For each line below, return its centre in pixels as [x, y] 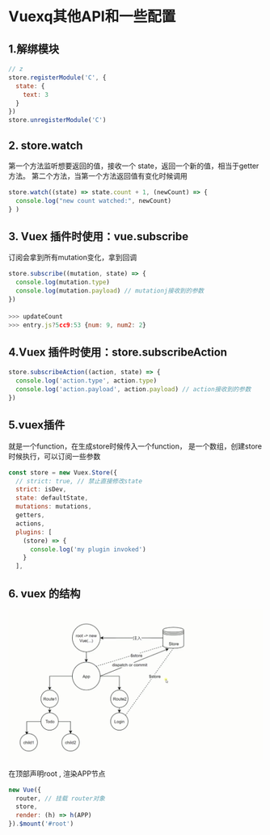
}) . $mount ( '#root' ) [41, 824]
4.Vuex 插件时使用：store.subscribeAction [118, 352]
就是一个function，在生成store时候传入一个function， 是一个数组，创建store [135, 446]
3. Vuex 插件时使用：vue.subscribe [98, 236]
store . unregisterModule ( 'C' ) [57, 120]
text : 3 [36, 95]
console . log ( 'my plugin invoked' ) [88, 549]
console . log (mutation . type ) [63, 283]
